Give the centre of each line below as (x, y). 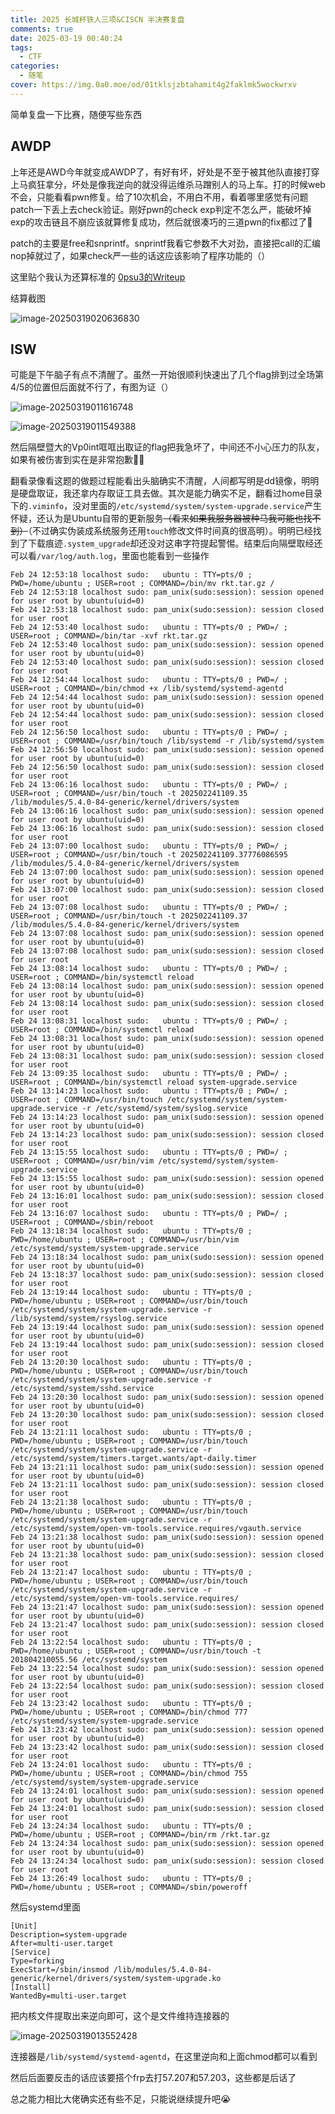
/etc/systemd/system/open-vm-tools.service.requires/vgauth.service (156, 1529)
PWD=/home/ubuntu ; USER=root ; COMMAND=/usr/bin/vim (125, 1240)
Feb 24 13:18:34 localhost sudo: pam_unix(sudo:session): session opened (167, 1257)
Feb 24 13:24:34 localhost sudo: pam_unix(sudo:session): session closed (167, 1861)
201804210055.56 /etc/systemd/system (89, 1660)
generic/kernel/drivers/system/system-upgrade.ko (116, 1979)
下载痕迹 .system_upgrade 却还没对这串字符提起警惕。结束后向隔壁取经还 (175, 543)
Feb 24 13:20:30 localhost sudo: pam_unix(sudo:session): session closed (167, 1415)
